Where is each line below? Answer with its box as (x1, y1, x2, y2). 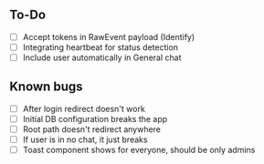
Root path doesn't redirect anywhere (22, 123, 162, 135)
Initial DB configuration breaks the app (22, 113, 168, 124)
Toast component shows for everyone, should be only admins (22, 145, 256, 156)
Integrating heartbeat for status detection (22, 41, 179, 53)
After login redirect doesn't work (22, 103, 146, 114)
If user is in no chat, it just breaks (22, 134, 148, 145)
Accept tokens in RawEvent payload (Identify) (22, 31, 195, 42)
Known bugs (9, 79, 84, 95)
